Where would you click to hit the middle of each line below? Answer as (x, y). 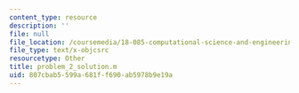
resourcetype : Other (48, 58)
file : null (29, 34)
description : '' (39, 26)
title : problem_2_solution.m (63, 67)
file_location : (37, 42)
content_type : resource (53, 17)
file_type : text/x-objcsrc (59, 50)
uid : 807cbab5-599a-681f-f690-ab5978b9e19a (91, 75)
